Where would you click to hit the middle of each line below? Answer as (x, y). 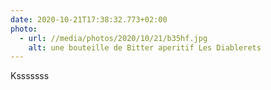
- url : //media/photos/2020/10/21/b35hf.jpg (113, 38)
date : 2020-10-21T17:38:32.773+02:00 (89, 19)
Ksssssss (30, 76)
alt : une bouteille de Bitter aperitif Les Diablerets (145, 47)
